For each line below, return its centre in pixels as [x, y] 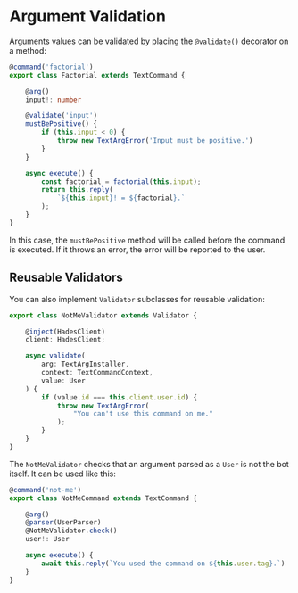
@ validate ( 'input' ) [62, 116]
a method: [28, 50]
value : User [64, 381]
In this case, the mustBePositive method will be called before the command [147, 240]
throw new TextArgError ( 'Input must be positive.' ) [155, 141]
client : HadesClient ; [65, 340]
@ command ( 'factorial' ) [51, 67]
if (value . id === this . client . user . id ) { [120, 397]
